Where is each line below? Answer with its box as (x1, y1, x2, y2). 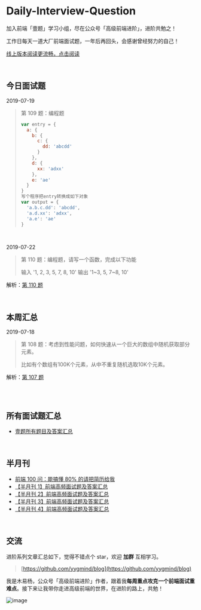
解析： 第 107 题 (6, 373, 44, 381)
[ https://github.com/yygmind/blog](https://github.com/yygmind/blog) (20, 565, 192, 572)
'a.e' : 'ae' (26, 216, 56, 222)
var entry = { (20, 121, 56, 127)
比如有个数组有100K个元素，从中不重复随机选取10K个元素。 (20, 361, 169, 368)
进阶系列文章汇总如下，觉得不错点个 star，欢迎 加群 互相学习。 (6, 553, 162, 560)
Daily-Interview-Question (6, 4, 136, 18)
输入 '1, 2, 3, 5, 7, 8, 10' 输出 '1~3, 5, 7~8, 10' (20, 269, 129, 276)
